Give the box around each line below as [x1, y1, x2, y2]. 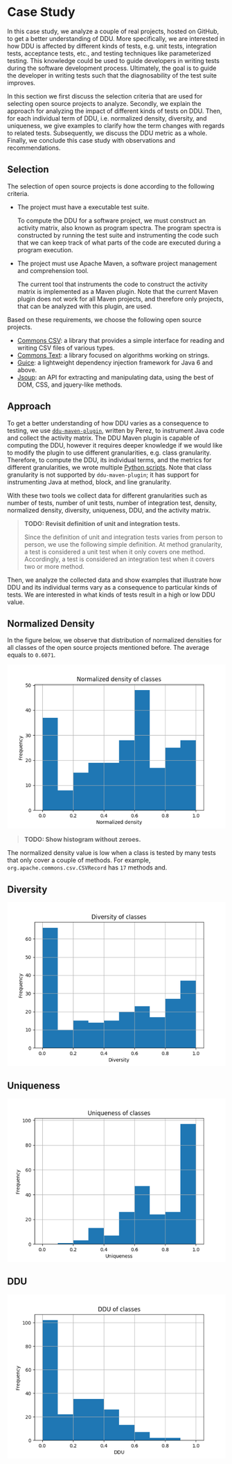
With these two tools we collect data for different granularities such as [7, 491, 208, 500]
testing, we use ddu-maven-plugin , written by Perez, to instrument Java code [7, 426, 225, 434]
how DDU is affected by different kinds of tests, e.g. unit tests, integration [7, 42, 217, 50]
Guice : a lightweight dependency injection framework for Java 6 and [17, 358, 213, 367]
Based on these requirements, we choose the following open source [7, 315, 202, 324]
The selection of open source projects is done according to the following [7, 182, 215, 191]
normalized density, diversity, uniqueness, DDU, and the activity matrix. [7, 506, 211, 514]
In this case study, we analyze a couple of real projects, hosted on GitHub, [7, 27, 220, 35]
